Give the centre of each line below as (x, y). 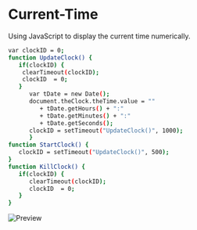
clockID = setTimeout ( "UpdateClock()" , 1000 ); (106, 131)
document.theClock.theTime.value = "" (92, 102)
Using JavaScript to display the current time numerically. (99, 36)
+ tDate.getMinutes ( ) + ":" (85, 116)
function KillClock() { (47, 167)
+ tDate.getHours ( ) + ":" (82, 108)
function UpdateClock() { (50, 57)
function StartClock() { (48, 145)
